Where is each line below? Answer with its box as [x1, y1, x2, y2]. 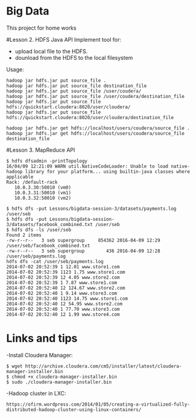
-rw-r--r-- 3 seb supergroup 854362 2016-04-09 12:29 [6, 237, 161, 243]
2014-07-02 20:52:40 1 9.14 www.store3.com [6, 290, 118, 296]
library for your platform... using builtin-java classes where [25, 168, 190, 175]
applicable [6, 174, 34, 180]
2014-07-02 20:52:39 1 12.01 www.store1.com [6, 264, 120, 270]
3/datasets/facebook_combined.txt [6, 221, 93, 227]
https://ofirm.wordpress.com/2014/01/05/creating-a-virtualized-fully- [6, 401, 190, 408]
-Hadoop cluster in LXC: [6, 389, 66, 397]
